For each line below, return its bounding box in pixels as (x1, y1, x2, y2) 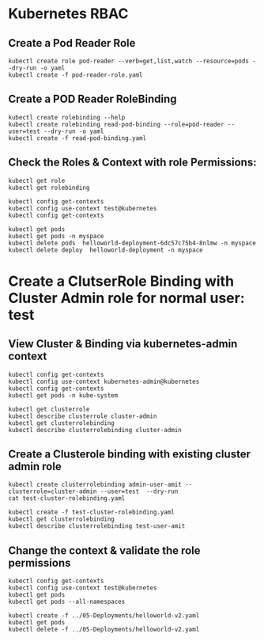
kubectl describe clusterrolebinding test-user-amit (8, 522, 186, 530)
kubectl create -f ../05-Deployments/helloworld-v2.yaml (8, 612, 200, 620)
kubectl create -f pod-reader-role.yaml (8, 71, 144, 79)
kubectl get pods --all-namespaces (8, 598, 126, 606)
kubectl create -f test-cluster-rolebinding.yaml (8, 508, 175, 517)
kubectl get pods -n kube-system (8, 391, 119, 400)
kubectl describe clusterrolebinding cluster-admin (8, 426, 182, 434)
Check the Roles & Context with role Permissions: (8, 156, 257, 169)
